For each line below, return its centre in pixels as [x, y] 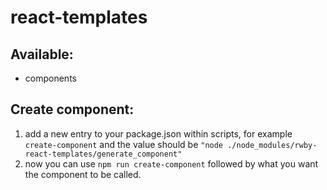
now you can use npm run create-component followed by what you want [171, 163]
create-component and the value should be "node [124, 144]
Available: [42, 54]
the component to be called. [83, 174]
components [50, 78]
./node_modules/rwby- [272, 145]
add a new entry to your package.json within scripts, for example [158, 133]
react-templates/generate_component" [103, 154]
